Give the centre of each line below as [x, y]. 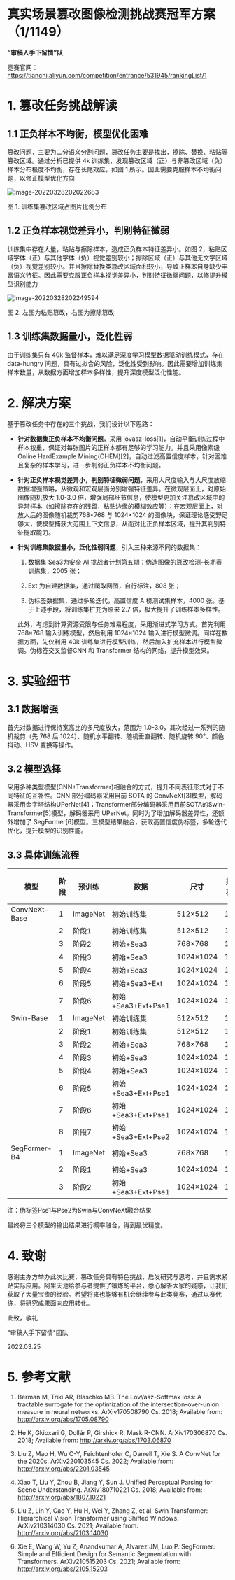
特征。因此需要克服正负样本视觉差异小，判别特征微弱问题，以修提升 [123, 275]
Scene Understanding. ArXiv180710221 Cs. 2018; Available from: [110, 1490]
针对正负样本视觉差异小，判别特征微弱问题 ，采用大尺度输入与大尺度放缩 [121, 479]
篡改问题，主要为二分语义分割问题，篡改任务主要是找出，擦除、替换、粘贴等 [117, 152]
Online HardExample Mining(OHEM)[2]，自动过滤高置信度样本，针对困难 [122, 456]
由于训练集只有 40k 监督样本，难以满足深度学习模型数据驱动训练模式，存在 [116, 355]
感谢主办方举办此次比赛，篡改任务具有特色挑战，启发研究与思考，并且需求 [114, 1277]
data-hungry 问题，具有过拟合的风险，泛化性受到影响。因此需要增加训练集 [115, 363]
